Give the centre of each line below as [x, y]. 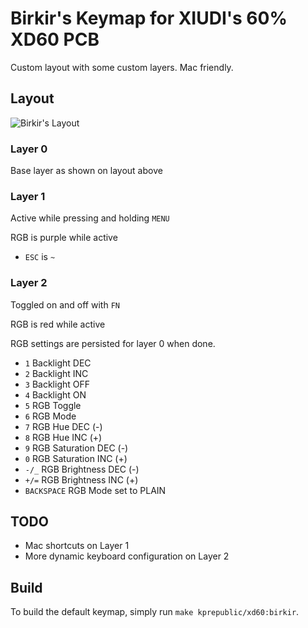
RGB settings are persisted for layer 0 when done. [113, 343]
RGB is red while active [58, 324]
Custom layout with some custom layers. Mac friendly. [122, 67]
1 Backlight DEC [58, 363]
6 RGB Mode [50, 416]
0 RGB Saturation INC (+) [76, 458]
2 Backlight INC [56, 373]
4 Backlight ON [55, 394]
